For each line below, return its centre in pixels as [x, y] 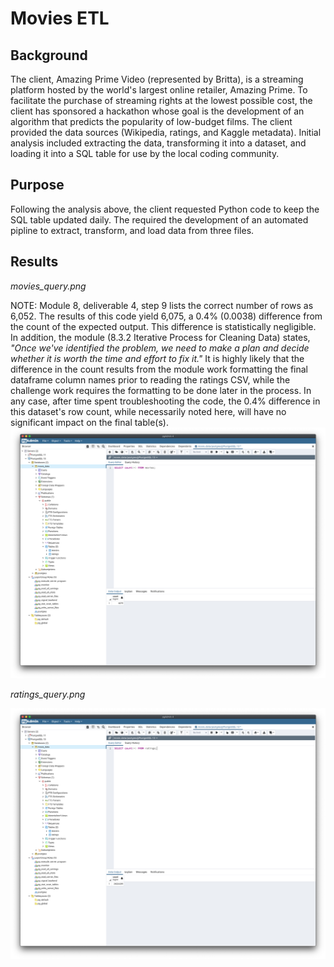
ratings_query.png [48, 694]
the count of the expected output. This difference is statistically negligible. [163, 326]
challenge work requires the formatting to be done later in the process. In [161, 390]
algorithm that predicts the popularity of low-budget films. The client [151, 121]
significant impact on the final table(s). [89, 422]
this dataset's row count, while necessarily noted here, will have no [148, 411]
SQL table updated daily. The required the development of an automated [159, 219]
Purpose [37, 185]
